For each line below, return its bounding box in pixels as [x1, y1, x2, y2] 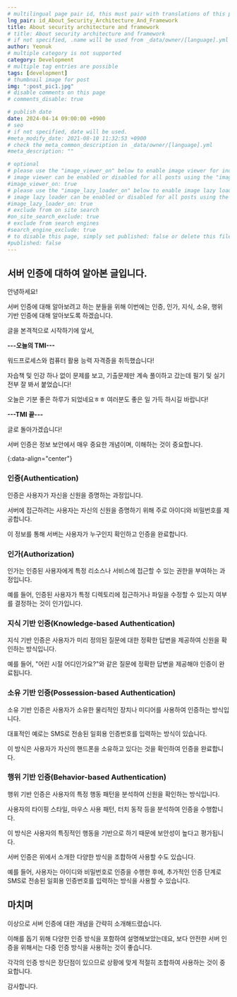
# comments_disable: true [7, 96, 83, 103]
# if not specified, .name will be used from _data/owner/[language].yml [7, 37, 229, 44]
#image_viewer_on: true [7, 180, 78, 187]
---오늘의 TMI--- [7, 341, 55, 350]
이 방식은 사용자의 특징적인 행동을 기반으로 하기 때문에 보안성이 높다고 [7, 828, 200, 837]
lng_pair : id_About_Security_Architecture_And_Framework [7, 17, 178, 24]
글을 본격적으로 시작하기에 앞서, [7, 326, 95, 335]
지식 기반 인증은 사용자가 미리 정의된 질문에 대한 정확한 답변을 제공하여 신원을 [7, 636, 220, 644]
